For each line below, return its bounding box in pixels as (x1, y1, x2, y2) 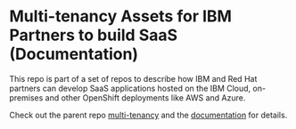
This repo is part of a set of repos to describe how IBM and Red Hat (9, 73, 258, 84)
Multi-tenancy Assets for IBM (9, 6, 232, 27)
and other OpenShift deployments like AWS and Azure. (45, 92, 246, 103)
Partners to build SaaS (9, 25, 178, 45)
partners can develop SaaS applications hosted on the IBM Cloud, (9, 83, 251, 93)
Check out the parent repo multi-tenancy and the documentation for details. (9, 109, 288, 120)
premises (9, 92, 44, 103)
